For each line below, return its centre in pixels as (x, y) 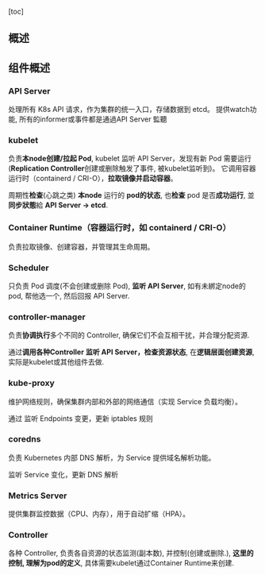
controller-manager (47, 317)
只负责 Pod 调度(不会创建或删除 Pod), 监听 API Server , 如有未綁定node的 (127, 286)
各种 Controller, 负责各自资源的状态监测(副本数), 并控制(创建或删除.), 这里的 (131, 553)
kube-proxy (32, 383)
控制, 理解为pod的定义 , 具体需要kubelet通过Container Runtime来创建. (121, 563)
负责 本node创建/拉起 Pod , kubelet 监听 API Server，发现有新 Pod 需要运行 (130, 159)
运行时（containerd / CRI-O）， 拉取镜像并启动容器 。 (93, 179)
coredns (25, 439)
